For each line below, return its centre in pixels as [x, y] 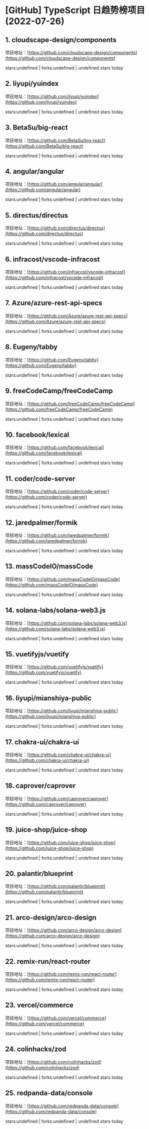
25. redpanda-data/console [49, 1093]
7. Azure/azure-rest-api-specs [54, 303]
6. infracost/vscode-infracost [52, 259]
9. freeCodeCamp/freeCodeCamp [59, 391]
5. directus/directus [37, 215]
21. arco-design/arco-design [51, 917]
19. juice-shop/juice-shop [46, 830]
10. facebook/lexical [37, 435]
